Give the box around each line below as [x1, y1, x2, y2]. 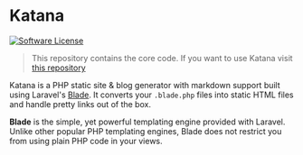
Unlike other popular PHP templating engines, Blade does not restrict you [9, 125, 282, 136]
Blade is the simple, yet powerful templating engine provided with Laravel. [9, 116, 286, 127]
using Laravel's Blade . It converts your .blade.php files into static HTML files [9, 89, 294, 100]
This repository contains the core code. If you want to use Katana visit [31, 52, 293, 63]
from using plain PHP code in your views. [9, 135, 163, 146]
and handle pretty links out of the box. [9, 98, 152, 109]
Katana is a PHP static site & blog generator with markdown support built [9, 79, 280, 90]
